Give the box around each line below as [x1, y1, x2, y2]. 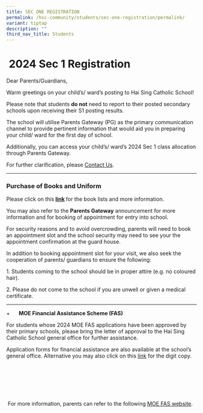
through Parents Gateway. [6, 150, 71, 157]
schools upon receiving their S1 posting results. [6, 107, 124, 115]
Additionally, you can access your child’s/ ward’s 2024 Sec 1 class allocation [6, 143, 196, 151]
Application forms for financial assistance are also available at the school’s [6, 346, 192, 353]
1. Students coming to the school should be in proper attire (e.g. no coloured [6, 268, 196, 275]
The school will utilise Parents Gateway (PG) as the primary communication [6, 119, 193, 126]
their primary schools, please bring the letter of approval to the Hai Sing [6, 328, 185, 335]
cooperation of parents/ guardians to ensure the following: [6, 256, 152, 263]
